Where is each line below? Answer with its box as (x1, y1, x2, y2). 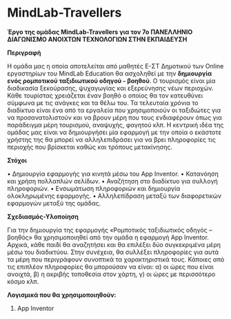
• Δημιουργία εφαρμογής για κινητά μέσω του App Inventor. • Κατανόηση (7, 170, 219, 178)
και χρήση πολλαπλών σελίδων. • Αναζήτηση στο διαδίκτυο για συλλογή (7, 176, 219, 185)
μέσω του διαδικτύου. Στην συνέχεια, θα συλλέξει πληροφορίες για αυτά (7, 248, 219, 256)
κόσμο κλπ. (7, 277, 39, 285)
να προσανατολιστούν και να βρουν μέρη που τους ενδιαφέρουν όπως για (7, 113, 223, 122)
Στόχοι (7, 156, 28, 164)
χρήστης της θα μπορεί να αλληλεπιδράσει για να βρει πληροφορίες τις (7, 135, 216, 143)
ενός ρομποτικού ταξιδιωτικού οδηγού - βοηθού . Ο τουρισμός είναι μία (7, 76, 216, 84)
